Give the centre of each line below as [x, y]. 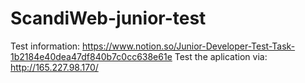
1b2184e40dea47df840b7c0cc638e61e [91, 56]
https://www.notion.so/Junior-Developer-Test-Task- [189, 46]
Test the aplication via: [221, 56]
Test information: [45, 46]
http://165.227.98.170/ [54, 67]
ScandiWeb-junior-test [108, 18]
